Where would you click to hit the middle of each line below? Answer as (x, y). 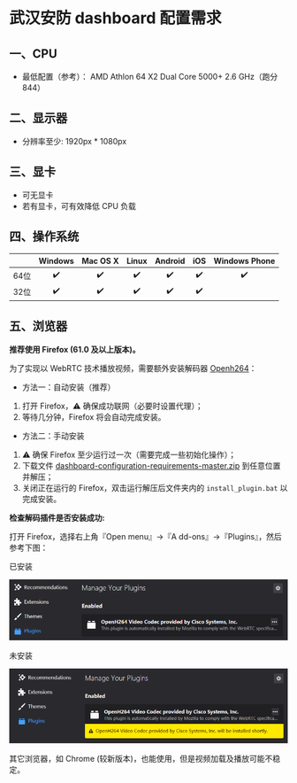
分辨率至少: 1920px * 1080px (74, 141)
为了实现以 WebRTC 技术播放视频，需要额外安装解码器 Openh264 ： (133, 368)
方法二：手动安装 (53, 436)
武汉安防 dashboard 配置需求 (116, 18)
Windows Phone (244, 260)
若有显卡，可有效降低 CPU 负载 (79, 205)
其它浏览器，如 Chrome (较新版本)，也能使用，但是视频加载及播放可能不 (141, 758)
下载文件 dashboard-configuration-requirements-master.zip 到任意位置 (151, 465)
